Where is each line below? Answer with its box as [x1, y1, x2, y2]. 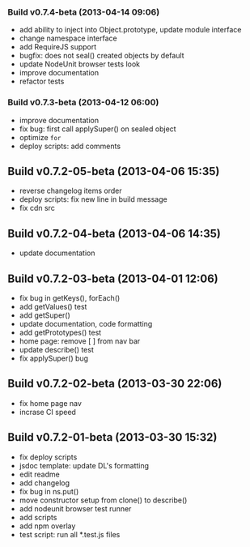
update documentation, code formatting [19, 319, 153, 329]
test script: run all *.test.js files [19, 529, 121, 539]
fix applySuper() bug [19, 353, 89, 363]
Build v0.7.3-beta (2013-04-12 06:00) [7, 96, 159, 108]
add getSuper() [19, 310, 70, 320]
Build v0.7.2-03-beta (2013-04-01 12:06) [7, 271, 219, 285]
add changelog [19, 477, 70, 488]
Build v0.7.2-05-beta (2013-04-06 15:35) [7, 165, 220, 178]
